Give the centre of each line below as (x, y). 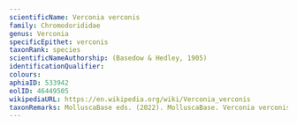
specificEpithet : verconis (59, 42)
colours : (25, 75)
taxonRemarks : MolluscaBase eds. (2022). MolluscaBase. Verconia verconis (150, 107)
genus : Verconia (39, 33)
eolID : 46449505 (39, 91)
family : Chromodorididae (55, 26)
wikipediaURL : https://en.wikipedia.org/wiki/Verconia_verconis (130, 99)
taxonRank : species (45, 50)
